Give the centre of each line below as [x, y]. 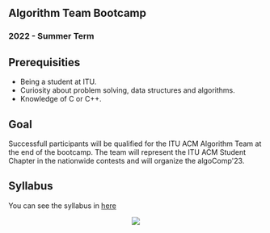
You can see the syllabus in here [63, 206]
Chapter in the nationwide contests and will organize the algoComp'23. [127, 160]
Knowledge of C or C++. [61, 99]
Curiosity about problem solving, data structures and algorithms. [128, 90]
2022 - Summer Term [51, 36]
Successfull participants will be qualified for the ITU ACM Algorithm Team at [135, 144]
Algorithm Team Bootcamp [78, 13]
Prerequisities [44, 62]
